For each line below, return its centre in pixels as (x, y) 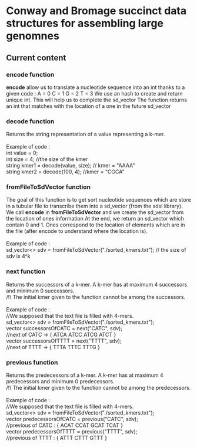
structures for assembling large (85, 23)
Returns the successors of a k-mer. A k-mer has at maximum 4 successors (97, 284)
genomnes (33, 36)
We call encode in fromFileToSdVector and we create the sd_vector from (95, 212)
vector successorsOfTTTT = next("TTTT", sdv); (64, 341)
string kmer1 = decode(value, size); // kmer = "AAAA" (71, 166)
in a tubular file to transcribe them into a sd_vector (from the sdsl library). (95, 206)
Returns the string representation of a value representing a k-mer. (86, 134)
